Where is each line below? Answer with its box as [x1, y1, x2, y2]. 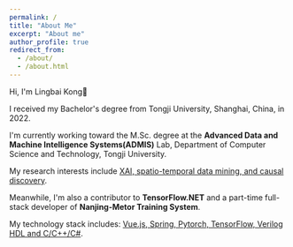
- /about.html [17, 63, 69, 71]
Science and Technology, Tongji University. [9, 148, 167, 159]
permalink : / [9, 12, 58, 22]
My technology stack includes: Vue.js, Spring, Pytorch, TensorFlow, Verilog [9, 218, 283, 229]
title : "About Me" [9, 21, 77, 30]
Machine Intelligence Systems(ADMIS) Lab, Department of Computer [9, 138, 266, 150]
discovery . [9, 175, 48, 185]
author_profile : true [9, 37, 89, 47]
